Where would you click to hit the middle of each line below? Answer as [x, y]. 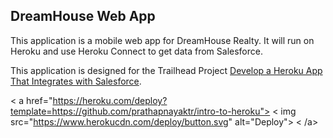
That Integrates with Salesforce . [76, 81]
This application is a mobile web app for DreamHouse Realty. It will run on [162, 40]
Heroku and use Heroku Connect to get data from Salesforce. [136, 51]
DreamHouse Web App [83, 16]
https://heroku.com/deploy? [110, 100]
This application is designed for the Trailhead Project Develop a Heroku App [166, 70]
